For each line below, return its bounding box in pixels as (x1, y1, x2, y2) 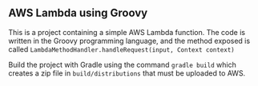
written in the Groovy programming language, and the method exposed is (8, 36, 251, 45)
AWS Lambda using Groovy (8, 6, 148, 20)
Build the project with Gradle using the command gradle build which (8, 60, 236, 69)
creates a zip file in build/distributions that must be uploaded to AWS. (8, 68, 246, 78)
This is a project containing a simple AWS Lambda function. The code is (8, 27, 246, 37)
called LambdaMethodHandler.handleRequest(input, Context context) (8, 44, 235, 54)
